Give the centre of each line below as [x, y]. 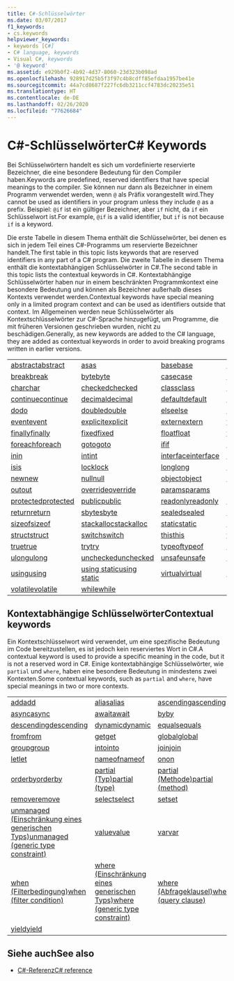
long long [175, 466]
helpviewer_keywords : [39, 40]
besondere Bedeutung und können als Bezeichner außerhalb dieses [104, 289]
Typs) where [114, 900]
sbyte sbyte [99, 512]
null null [93, 478]
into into [107, 747]
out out [22, 489]
